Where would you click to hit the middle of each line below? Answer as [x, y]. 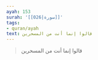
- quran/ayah [23, 28]
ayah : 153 [19, 12]
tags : [13, 23]
